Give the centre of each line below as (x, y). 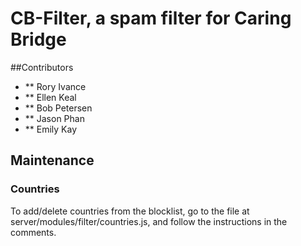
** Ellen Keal (50, 97)
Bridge (38, 39)
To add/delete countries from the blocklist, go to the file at (130, 211)
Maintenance (52, 160)
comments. (33, 232)
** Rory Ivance (55, 86)
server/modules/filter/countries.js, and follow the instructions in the (149, 221)
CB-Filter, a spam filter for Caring (151, 18)
